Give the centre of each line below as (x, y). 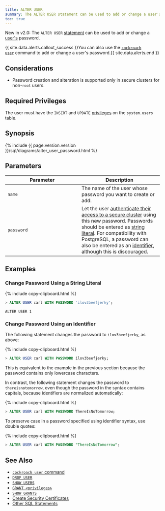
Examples (20, 269)
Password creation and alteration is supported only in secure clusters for (86, 80)
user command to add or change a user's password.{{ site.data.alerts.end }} (82, 53)
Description (119, 180)
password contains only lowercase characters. (52, 373)
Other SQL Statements (35, 503)
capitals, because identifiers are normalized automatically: (64, 393)
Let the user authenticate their (116, 208)
